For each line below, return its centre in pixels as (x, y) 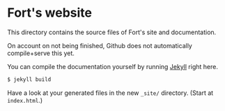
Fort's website (50, 13)
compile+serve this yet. (41, 53)
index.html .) (25, 100)
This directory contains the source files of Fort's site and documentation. (112, 32)
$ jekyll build (29, 79)
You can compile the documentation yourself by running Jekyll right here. (113, 66)
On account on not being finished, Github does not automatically (100, 45)
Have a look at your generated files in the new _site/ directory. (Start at (110, 93)
